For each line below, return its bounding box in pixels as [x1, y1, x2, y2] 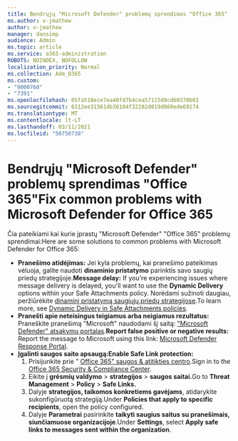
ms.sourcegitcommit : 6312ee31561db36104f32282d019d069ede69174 [7, 103, 200, 111]
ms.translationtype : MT [7, 110, 78, 117]
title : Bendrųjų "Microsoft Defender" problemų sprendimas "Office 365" [7, 10, 228, 18]
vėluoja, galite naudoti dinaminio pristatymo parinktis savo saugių [17, 266, 213, 275]
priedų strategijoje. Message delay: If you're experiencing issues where [17, 274, 228, 283]
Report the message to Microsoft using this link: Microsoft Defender [17, 335, 217, 343]
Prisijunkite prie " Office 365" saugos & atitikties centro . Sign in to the [28, 358, 231, 366]
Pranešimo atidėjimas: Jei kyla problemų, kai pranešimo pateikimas [17, 258, 218, 268]
